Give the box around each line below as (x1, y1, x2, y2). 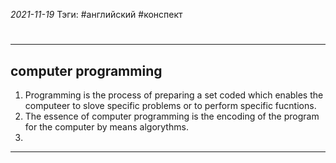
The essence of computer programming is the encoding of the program (24, 110, 320, 122)
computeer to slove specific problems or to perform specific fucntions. (24, 100, 317, 111)
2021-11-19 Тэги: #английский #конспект (10, 9, 183, 20)
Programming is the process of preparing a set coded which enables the (24, 89, 324, 101)
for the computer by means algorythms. (24, 121, 189, 133)
